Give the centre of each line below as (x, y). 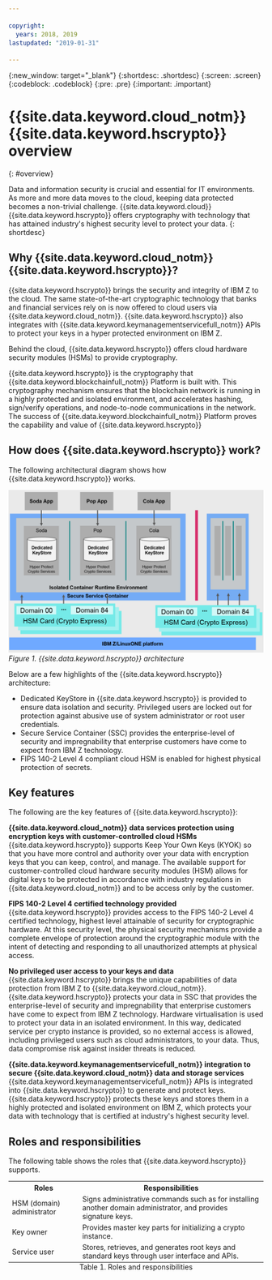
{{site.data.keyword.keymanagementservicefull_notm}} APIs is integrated (131, 1081)
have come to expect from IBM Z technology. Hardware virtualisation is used (136, 1014)
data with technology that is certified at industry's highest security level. (129, 1116)
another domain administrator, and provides (155, 1207)
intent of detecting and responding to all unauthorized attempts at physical (133, 947)
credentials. (40, 724)
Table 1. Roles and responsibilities (136, 1267)
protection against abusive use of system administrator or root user (132, 715)
